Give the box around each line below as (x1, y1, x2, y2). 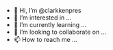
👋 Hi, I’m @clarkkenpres (13, 7, 81, 14)
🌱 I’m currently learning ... (13, 21, 87, 28)
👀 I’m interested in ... (13, 14, 72, 22)
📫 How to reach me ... (13, 36, 77, 43)
